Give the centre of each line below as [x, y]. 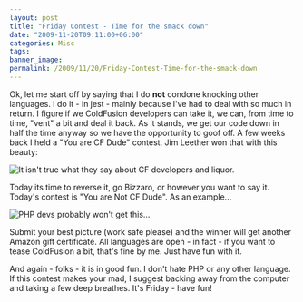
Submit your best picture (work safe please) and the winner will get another [151, 231]
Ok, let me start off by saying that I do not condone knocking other [134, 94]
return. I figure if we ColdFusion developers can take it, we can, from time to [151, 113]
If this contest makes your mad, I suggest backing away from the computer [150, 278]
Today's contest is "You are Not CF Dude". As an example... [121, 197]
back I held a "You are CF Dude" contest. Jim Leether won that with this [143, 142]
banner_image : [36, 60]
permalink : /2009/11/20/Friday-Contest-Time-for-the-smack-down [133, 69]
